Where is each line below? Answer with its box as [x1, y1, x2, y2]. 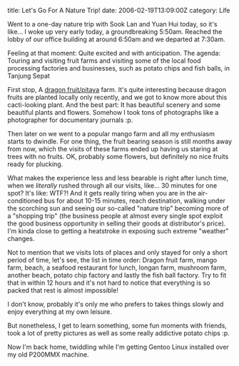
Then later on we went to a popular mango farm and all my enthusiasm [7, 130, 215, 138]
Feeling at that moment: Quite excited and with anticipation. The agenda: [7, 49, 221, 57]
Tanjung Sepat [7, 71, 50, 80]
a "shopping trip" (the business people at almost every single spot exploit [7, 212, 223, 220]
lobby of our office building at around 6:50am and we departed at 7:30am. [7, 35, 225, 44]
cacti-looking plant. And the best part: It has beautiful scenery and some [7, 101, 221, 109]
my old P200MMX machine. [7, 350, 89, 359]
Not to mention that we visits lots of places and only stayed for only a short [7, 248, 228, 256]
